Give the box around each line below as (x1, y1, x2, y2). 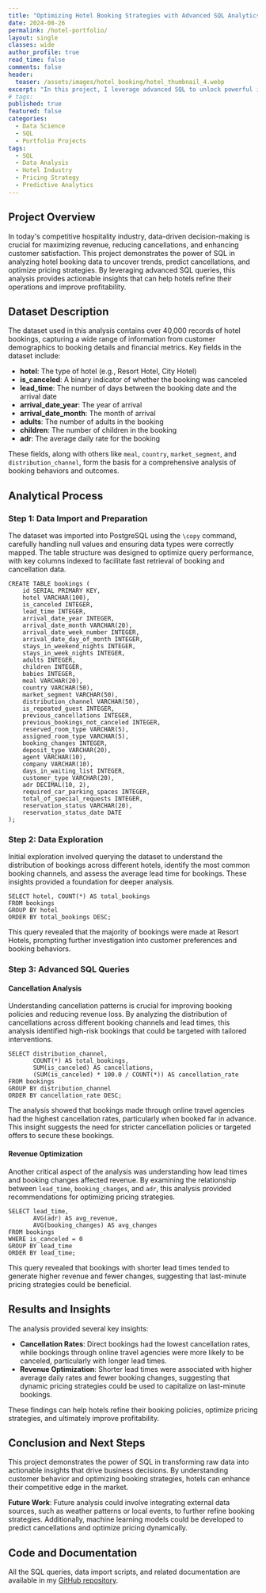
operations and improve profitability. (8, 282, 127, 292)
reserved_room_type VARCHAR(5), (22, 726, 129, 734)
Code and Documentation (8, 1546, 138, 1560)
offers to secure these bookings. (8, 1131, 115, 1140)
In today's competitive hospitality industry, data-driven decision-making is (8, 231, 251, 241)
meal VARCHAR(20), (22, 677, 83, 686)
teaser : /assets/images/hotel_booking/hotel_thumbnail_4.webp (15, 78, 225, 86)
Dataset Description (8, 304, 109, 318)
